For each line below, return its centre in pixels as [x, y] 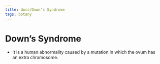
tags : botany [18, 14]
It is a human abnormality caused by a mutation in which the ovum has [84, 52]
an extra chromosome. [35, 58]
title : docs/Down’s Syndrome [35, 10]
